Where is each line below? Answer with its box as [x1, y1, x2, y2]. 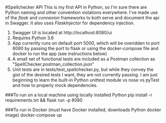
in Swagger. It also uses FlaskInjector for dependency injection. [5, 20, 135, 26]
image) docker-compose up [5, 112, 62, 118]
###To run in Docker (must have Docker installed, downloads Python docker [5, 107, 162, 113]
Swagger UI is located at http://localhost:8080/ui [12, 30, 112, 35]
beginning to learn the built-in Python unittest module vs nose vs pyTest [12, 77, 160, 83]
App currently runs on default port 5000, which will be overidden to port [12, 40, 160, 46]
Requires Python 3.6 [12, 35, 54, 41]
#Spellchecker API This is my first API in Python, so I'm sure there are [5, 4, 147, 10]
